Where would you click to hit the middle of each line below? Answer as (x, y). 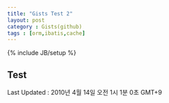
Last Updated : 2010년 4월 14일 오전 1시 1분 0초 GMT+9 (84, 93)
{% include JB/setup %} (42, 53)
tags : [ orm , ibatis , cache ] (46, 33)
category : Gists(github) (45, 26)
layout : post (26, 20)
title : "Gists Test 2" (40, 14)
